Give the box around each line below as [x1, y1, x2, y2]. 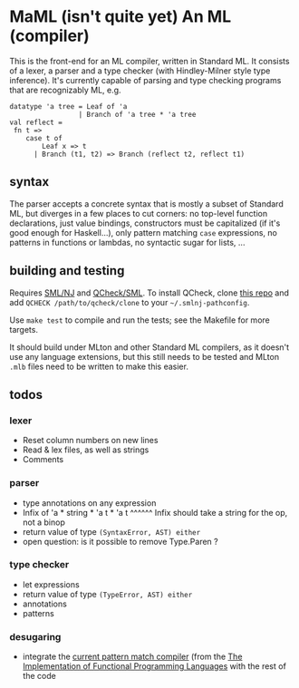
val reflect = [9, 118, 63, 127]
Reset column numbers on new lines [22, 435, 159, 446]
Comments [22, 454, 64, 465]
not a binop [22, 517, 65, 528]
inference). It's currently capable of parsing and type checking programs [9, 74, 282, 85]
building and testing [9, 263, 125, 278]
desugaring [9, 630, 62, 643]
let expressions [22, 578, 80, 590]
